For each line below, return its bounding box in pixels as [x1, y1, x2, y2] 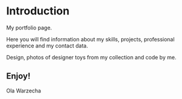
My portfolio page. [6, 24, 52, 31]
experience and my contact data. [6, 42, 89, 49]
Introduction [6, 4, 70, 18]
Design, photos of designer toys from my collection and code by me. [6, 53, 177, 61]
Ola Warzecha [6, 87, 41, 94]
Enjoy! [6, 71, 31, 82]
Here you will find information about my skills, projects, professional [6, 35, 175, 43]
